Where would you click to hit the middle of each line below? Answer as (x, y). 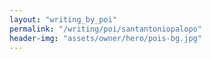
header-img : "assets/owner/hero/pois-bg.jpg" (105, 38)
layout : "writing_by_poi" (63, 19)
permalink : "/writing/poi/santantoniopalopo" (105, 29)
